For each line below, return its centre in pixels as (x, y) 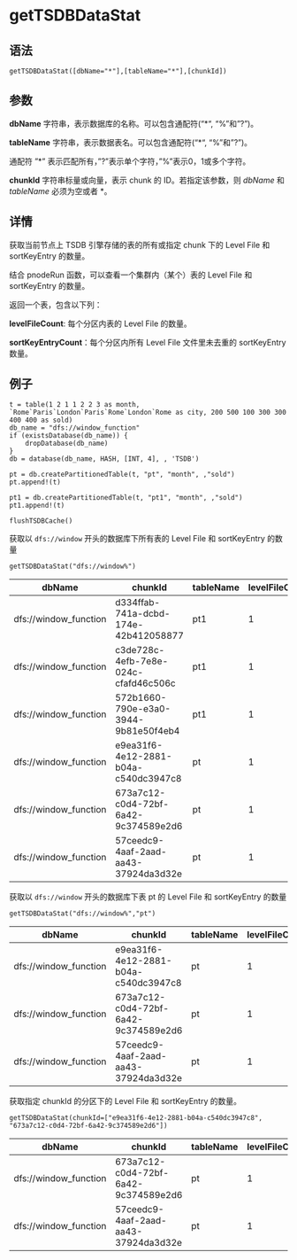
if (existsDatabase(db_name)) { (69, 436)
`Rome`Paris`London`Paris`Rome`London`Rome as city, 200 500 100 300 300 (148, 413)
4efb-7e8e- (141, 661)
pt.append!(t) (35, 482)
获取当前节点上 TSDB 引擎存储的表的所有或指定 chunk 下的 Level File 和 (140, 245)
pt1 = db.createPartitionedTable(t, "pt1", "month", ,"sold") (126, 498)
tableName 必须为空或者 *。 (61, 191)
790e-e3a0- (142, 709)
